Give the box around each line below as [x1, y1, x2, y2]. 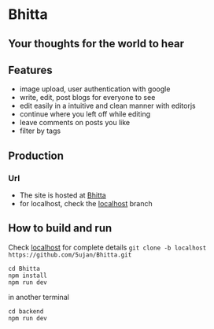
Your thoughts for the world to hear [8, 37, 185, 50]
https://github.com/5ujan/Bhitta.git [8, 250, 132, 259]
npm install [8, 272, 47, 279]
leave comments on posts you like [19, 118, 131, 128]
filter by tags [19, 126, 61, 135]
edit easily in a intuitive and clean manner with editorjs [19, 101, 196, 111]
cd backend [8, 307, 44, 316]
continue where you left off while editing [19, 109, 151, 119]
